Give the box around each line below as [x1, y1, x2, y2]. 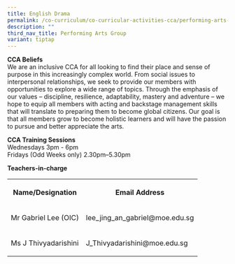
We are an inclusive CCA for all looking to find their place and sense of [7, 63, 211, 71]
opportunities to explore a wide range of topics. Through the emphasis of [7, 85, 218, 94]
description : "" [7, 23, 55, 30]
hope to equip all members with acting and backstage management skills [7, 100, 218, 108]
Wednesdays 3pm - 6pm [7, 143, 79, 152]
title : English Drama [7, 10, 71, 17]
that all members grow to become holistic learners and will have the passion [7, 115, 227, 123]
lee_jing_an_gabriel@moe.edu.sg [85, 213, 194, 223]
